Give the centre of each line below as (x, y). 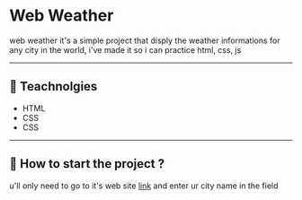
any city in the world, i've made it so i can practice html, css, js (125, 49)
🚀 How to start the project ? (87, 164)
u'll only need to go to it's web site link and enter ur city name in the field (144, 186)
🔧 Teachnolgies (53, 87)
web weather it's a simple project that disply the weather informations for (145, 40)
